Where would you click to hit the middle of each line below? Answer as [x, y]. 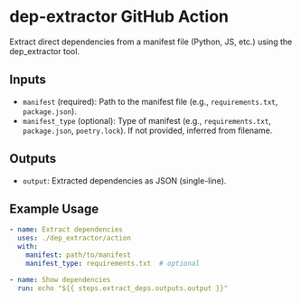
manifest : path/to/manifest [78, 255]
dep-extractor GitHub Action [119, 17]
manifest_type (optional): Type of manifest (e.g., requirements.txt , [146, 120]
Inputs [28, 80]
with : [28, 247]
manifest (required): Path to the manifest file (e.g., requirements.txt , [150, 101]
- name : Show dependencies [60, 279]
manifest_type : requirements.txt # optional [113, 263]
